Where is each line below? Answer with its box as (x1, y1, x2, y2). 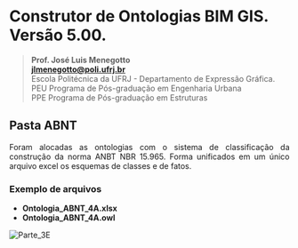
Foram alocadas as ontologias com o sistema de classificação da (9, 141, 290, 152)
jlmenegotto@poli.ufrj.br (30, 64, 126, 75)
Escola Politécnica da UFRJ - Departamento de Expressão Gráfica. (30, 73, 276, 84)
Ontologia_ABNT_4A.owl (21, 212, 116, 223)
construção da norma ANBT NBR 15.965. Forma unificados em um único (9, 151, 290, 162)
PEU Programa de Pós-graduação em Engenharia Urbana (30, 83, 242, 93)
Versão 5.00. (9, 25, 107, 45)
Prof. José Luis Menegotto (30, 54, 131, 65)
